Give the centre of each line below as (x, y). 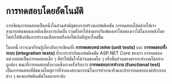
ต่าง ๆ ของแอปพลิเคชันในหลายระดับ (36, 76)
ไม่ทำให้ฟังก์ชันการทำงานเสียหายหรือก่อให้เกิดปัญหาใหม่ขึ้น (55, 37)
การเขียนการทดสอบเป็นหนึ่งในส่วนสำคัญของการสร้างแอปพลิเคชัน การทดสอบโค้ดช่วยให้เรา (81, 25)
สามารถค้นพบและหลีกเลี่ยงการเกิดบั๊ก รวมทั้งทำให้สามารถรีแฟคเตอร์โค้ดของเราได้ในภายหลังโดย (85, 31)
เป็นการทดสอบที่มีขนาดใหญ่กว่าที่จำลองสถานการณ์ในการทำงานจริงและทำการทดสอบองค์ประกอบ (86, 70)
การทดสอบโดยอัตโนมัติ (45, 11)
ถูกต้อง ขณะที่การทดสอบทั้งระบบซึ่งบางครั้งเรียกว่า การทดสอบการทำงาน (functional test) (83, 65)
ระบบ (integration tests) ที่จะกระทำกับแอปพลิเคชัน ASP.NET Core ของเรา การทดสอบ (84, 53)
